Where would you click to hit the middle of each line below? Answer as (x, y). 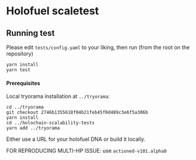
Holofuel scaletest (53, 11)
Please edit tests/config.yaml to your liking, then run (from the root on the (98, 47)
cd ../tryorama (25, 107)
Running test (30, 33)
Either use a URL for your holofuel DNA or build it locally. (76, 139)
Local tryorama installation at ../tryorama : (58, 96)
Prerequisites (23, 83)
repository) (20, 54)
